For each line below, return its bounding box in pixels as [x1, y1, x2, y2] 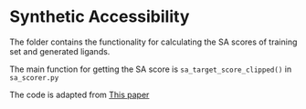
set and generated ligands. [9, 45, 111, 56]
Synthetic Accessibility [9, 6, 190, 27]
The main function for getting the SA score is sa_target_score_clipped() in [9, 64, 292, 74]
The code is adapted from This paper [9, 89, 150, 100]
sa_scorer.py [9, 73, 59, 83]
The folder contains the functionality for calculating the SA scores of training [9, 36, 298, 47]
